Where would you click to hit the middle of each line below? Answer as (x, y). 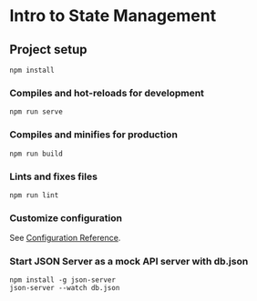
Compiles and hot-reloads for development (107, 93)
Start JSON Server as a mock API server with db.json (129, 262)
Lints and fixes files (54, 176)
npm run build (36, 154)
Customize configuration (66, 217)
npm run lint (34, 195)
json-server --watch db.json (65, 288)
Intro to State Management (113, 16)
